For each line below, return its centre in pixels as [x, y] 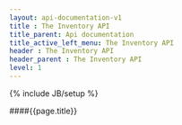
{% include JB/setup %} [54, 93]
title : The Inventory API [60, 26]
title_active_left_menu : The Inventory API [92, 43]
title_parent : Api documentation [72, 34]
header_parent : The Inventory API [76, 59]
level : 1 [26, 68]
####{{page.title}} [43, 111]
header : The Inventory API [62, 51]
